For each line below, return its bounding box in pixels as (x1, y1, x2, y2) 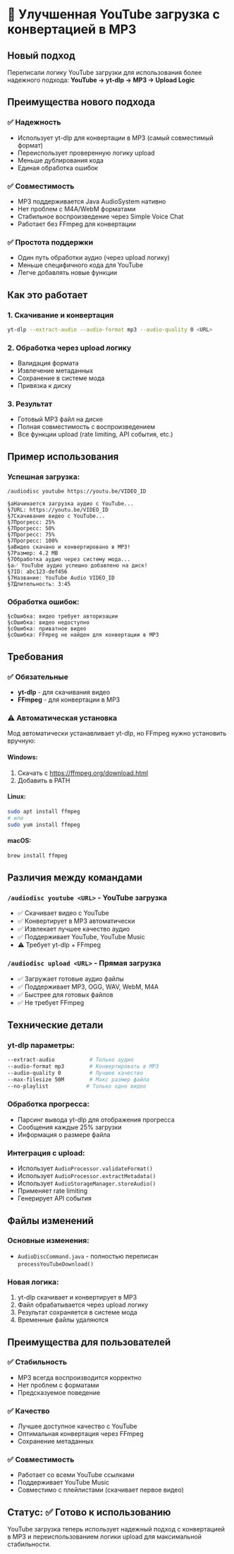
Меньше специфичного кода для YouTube (17, 261, 143, 269)
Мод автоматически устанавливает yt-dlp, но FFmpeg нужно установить (7, 729, 227, 738)
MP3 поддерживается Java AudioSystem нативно (17, 197, 166, 206)
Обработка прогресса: (7, 1099, 90, 1109)
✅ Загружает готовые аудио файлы (17, 975, 125, 983)
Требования (7, 650, 63, 663)
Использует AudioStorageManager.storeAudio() (17, 1179, 156, 1188)
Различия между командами (7, 871, 143, 883)
